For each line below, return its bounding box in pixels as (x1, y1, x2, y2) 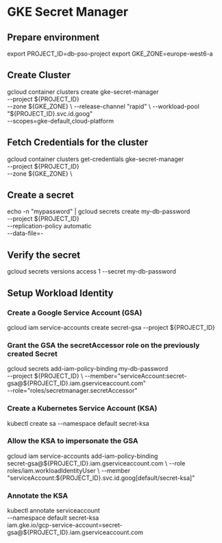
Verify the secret (7, 249, 81, 261)
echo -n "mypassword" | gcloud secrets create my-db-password (7, 207, 190, 216)
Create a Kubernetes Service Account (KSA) (7, 404, 158, 413)
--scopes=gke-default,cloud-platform (7, 117, 114, 125)
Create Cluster (7, 69, 71, 81)
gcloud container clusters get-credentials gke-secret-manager (7, 155, 184, 163)
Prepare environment (7, 32, 100, 43)
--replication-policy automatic (7, 222, 92, 230)
